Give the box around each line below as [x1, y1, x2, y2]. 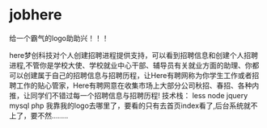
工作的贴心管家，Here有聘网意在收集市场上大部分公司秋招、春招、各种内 [15, 81, 260, 90]
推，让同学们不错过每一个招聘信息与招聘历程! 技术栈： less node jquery [9, 90, 248, 100]
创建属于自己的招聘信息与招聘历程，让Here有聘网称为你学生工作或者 [23, 70, 252, 80]
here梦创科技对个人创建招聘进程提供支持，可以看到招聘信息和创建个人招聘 [9, 50, 258, 60]
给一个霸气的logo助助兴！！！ [9, 33, 109, 43]
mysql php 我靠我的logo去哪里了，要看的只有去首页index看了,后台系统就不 [9, 101, 258, 110]
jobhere [9, 6, 62, 24]
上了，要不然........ [9, 110, 69, 120]
